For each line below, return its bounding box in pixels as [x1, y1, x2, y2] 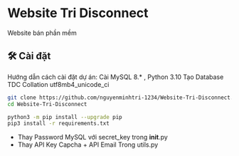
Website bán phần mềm [7, 28, 77, 37]
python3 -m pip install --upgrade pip [7, 113, 122, 120]
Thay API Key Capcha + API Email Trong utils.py [17, 140, 159, 149]
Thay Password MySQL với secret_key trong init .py [17, 133, 169, 142]
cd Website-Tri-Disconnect [7, 100, 87, 108]
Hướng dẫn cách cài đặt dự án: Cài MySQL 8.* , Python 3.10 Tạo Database [7, 73, 224, 81]
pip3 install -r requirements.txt [7, 120, 110, 128]
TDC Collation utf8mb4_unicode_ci [7, 80, 110, 88]
